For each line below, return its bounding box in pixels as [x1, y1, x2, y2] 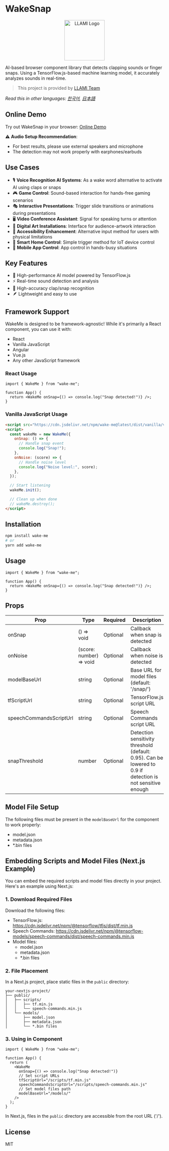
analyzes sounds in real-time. [5, 75, 66, 81]
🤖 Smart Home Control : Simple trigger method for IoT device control [12, 239, 155, 245]
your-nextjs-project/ [5, 988, 51, 994]
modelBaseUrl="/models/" [18, 1091, 71, 1096]
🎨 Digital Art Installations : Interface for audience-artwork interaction [12, 223, 156, 229]
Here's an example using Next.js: [5, 883, 74, 889]
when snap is [130, 631, 162, 638]
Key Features [5, 259, 48, 267]
